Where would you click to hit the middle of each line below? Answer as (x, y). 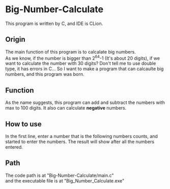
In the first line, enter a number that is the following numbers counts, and (81, 137)
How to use (23, 124)
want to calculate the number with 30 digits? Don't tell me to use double (81, 63)
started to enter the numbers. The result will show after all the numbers (80, 142)
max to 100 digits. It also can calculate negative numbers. (66, 108)
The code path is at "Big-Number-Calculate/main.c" (60, 175)
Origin (15, 39)
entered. (14, 147)
